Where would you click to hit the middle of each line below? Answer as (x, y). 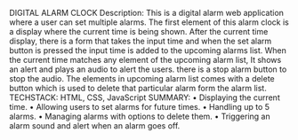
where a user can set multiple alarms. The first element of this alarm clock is (149, 22)
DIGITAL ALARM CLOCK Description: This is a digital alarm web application (147, 13)
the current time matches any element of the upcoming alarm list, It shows (145, 60)
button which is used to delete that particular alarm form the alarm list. (138, 88)
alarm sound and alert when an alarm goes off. (95, 126)
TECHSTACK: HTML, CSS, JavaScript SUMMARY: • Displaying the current (145, 97)
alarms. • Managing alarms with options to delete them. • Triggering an (140, 116)
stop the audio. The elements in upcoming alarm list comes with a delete (142, 78)
